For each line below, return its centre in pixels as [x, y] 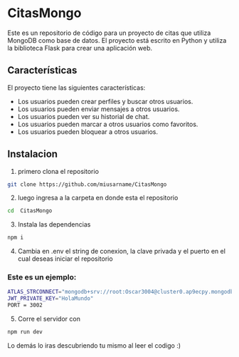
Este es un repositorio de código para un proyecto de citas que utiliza [109, 33]
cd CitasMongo [30, 211]
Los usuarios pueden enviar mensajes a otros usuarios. [99, 109]
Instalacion [33, 154]
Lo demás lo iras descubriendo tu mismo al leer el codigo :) [94, 345]
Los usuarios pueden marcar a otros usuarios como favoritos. [108, 124]
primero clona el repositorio [58, 171]
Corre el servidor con [49, 319]
